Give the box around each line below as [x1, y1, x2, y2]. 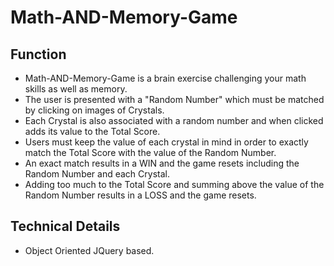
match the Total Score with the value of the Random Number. [24, 147, 277, 158]
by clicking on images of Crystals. [24, 104, 165, 116]
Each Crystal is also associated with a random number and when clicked [24, 115, 324, 126]
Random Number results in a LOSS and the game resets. [24, 189, 257, 201]
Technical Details [10, 218, 121, 235]
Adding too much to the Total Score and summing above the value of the [24, 179, 325, 190]
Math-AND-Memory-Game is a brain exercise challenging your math [24, 72, 307, 84]
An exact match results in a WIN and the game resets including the [24, 157, 300, 169]
